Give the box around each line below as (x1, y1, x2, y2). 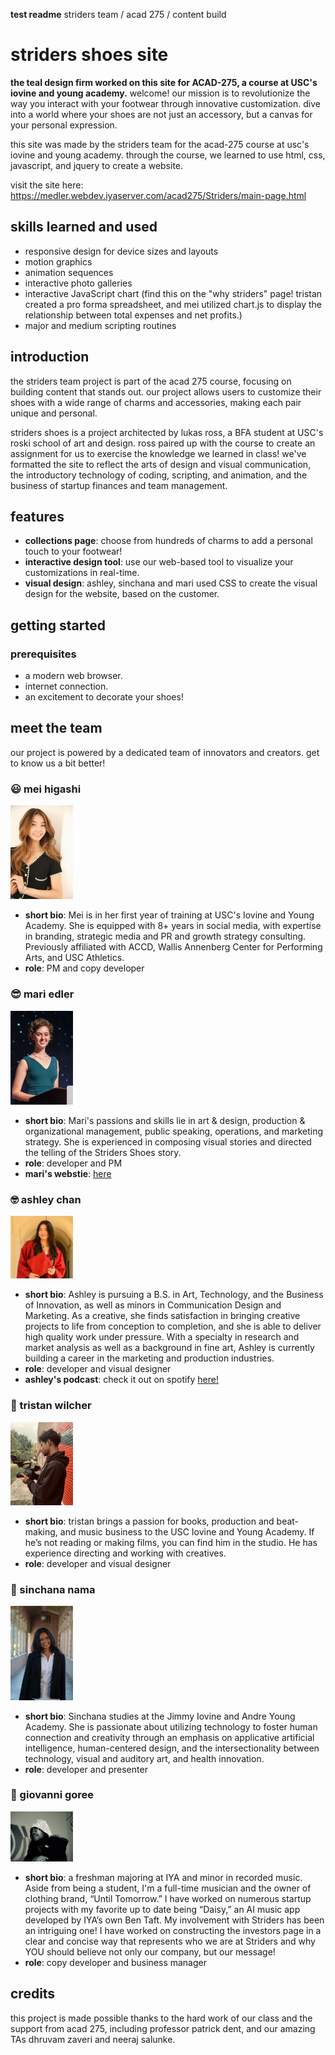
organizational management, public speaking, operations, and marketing (24, 1125, 324, 1138)
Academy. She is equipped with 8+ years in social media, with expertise (24, 920, 322, 932)
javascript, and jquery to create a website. (10, 159, 184, 171)
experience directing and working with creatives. (24, 1547, 227, 1559)
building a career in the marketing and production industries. (24, 1352, 275, 1364)
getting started (10, 617, 106, 634)
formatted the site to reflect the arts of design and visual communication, (10, 458, 312, 470)
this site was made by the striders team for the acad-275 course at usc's (10, 138, 310, 150)
